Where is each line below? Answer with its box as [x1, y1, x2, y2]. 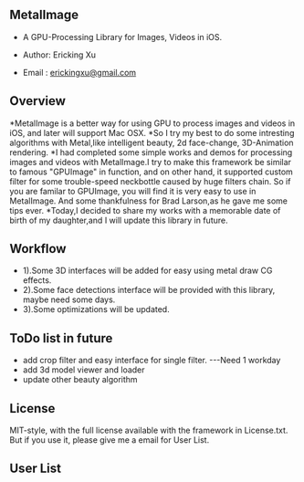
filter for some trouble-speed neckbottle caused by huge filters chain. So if [9, 175, 291, 186]
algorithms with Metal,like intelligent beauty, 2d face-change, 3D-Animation [9, 137, 294, 148]
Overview [9, 93, 67, 109]
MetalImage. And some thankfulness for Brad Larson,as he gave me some [9, 195, 288, 206]
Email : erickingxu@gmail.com [22, 67, 137, 78]
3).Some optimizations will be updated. [22, 304, 171, 315]
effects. [22, 275, 52, 286]
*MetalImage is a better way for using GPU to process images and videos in [9, 118, 296, 129]
